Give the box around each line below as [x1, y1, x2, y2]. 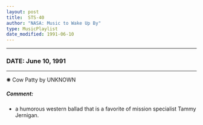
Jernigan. [14, 112, 39, 119]
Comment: [6, 90, 34, 97]
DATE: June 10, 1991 [6, 57, 66, 65]
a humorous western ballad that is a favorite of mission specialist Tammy [14, 105, 196, 112]
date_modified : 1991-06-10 [6, 31, 74, 37]
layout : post [6, 8, 39, 15]
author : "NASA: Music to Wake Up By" [6, 20, 101, 26]
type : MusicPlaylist [6, 25, 59, 32]
